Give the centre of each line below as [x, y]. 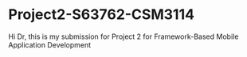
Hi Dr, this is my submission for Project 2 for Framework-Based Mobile [123, 36]
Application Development [50, 44]
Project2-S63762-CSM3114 [102, 15]
